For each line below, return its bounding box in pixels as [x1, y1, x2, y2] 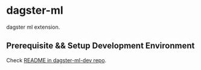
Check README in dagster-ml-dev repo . [6, 56, 107, 63]
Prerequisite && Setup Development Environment [6, 41, 195, 51]
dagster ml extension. [6, 23, 60, 31]
